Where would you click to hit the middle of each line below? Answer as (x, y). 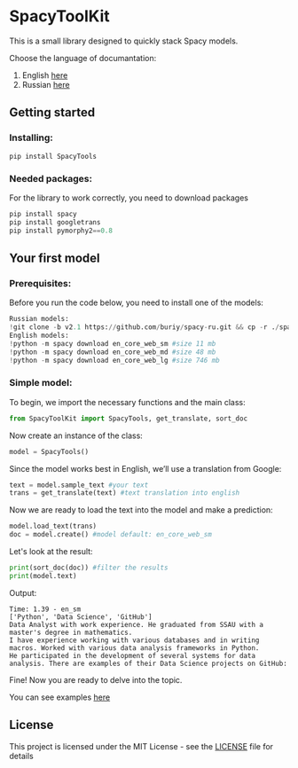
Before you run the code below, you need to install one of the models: (137, 302)
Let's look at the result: (51, 552)
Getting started (52, 113)
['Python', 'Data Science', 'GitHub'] (81, 617)
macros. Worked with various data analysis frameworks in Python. (134, 648)
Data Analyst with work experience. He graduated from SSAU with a (137, 624)
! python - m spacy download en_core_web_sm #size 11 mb (113, 343)
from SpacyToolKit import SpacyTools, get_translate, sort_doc (129, 419)
